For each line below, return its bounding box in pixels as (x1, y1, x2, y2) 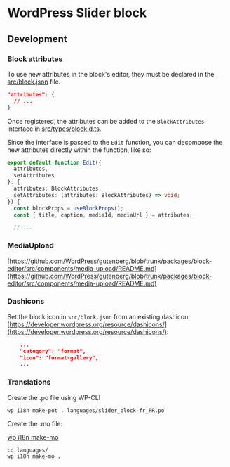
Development (7, 33, 68, 45)
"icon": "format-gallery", (20, 354, 99, 362)
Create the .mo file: (7, 419, 63, 428)
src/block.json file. (7, 77, 61, 86)
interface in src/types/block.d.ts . (7, 124, 102, 133)
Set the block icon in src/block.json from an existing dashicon (7, 312, 189, 321)
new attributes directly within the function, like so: (7, 146, 151, 154)
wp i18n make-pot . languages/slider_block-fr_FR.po (7, 407, 165, 414)
